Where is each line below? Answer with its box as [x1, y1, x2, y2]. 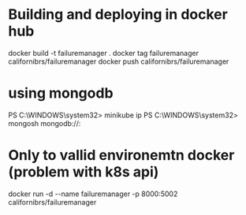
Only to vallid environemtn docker [8, 146, 235, 165]
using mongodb [8, 84, 114, 102]
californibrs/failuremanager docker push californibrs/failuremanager [8, 57, 229, 66]
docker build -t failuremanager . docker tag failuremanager [8, 48, 199, 57]
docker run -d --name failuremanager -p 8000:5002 [8, 189, 178, 198]
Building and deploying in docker [8, 6, 229, 24]
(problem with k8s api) [8, 163, 159, 181]
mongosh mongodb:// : [8, 118, 81, 128]
